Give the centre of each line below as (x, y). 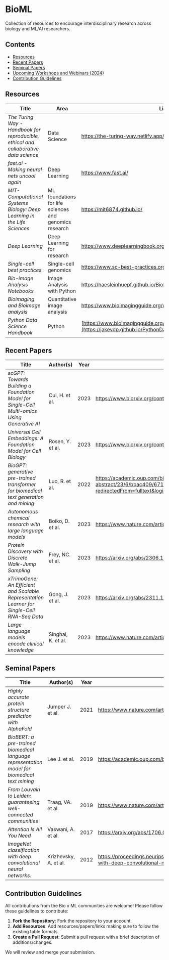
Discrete (18, 558)
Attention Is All (25, 830)
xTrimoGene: (23, 579)
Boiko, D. (59, 521)
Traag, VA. (59, 802)
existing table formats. (36, 931)
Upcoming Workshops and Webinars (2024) (58, 73)
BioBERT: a (21, 737)
